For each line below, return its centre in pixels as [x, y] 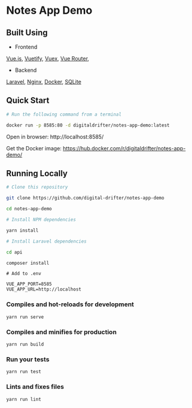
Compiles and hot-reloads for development [70, 304]
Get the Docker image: [34, 148]
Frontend [26, 47]
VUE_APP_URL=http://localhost [44, 289]
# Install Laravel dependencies [46, 241]
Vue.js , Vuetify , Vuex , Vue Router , [48, 58]
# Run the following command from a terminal [64, 114]
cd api [14, 252]
